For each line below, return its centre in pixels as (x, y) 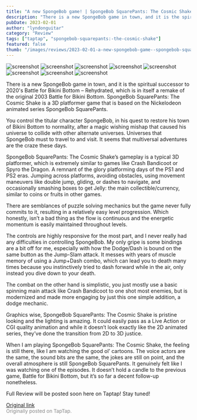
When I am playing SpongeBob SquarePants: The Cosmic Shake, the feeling (98, 345)
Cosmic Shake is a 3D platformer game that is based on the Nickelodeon (94, 103)
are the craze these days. (37, 145)
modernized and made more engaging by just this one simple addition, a (93, 297)
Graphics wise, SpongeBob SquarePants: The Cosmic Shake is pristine (91, 314)
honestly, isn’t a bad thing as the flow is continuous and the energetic (90, 218)
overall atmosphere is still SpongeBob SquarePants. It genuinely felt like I (94, 363)
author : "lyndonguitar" (35, 28)
